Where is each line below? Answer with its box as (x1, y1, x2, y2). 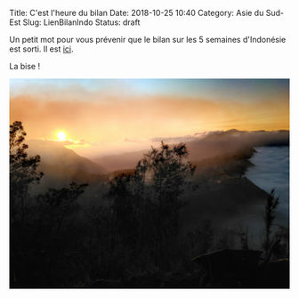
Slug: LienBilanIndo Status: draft (22, 17, 141, 28)
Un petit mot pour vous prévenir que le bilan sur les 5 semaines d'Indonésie (9, 35, 287, 44)
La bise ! (9, 61, 41, 71)
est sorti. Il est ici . (9, 44, 74, 54)
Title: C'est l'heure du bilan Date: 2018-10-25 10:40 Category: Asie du (9, 8, 264, 18)
